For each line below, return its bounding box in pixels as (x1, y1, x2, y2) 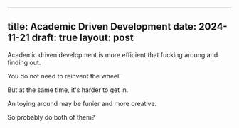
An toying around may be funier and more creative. (7, 99, 157, 107)
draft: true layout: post (31, 32, 134, 44)
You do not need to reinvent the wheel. (7, 71, 121, 80)
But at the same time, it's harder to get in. (7, 86, 129, 94)
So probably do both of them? (7, 112, 95, 121)
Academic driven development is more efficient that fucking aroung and (7, 50, 218, 59)
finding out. (7, 58, 41, 66)
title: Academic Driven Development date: (7, 21, 197, 33)
